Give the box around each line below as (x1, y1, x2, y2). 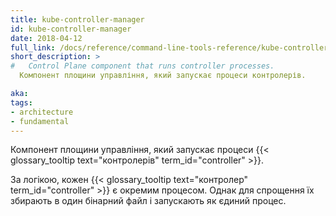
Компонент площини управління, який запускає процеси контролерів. (19, 71, 307, 81)
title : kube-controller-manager (10, 14, 145, 25)
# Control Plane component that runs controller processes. (10, 61, 275, 71)
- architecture (10, 107, 74, 117)
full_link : (10, 42, 56, 53)
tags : (10, 97, 33, 108)
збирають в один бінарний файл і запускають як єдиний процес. (10, 195, 287, 207)
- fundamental (10, 116, 70, 126)
